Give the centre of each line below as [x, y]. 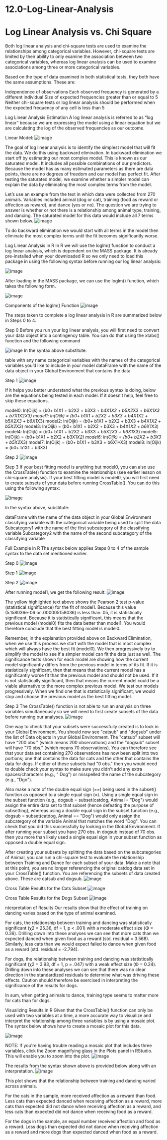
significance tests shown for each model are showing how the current [77, 659]
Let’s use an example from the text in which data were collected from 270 [80, 194]
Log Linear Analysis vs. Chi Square [79, 32]
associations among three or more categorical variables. [63, 67]
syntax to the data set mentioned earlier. [46, 554]
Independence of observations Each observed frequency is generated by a [82, 92]
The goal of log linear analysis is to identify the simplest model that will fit [80, 147]
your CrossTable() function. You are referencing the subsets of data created [83, 874]
